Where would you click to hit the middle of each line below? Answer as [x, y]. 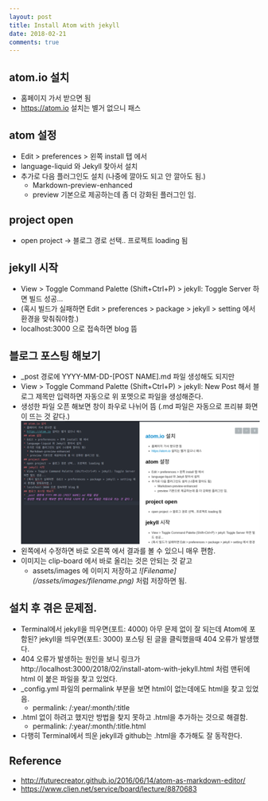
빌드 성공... [46, 298]
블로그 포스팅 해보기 [55, 356]
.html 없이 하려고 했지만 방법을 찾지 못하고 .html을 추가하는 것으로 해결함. [134, 717]
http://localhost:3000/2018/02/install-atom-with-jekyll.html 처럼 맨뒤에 [135, 669]
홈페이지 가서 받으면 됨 [56, 98]
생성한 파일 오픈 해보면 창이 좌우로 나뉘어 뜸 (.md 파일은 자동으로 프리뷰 [132, 406]
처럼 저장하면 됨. [161, 580]
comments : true [34, 42]
